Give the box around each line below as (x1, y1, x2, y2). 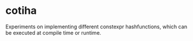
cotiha (5, 4, 37, 17)
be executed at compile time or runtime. (5, 29, 101, 36)
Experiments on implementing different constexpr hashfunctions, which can (5, 23, 188, 30)
